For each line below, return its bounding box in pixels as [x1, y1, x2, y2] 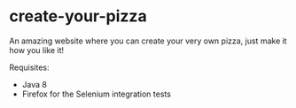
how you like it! [9, 44, 65, 55]
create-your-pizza [9, 6, 148, 27]
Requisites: [9, 62, 51, 73]
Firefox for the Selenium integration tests [21, 89, 171, 99]
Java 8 [21, 79, 47, 89]
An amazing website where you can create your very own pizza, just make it [9, 35, 287, 46]
